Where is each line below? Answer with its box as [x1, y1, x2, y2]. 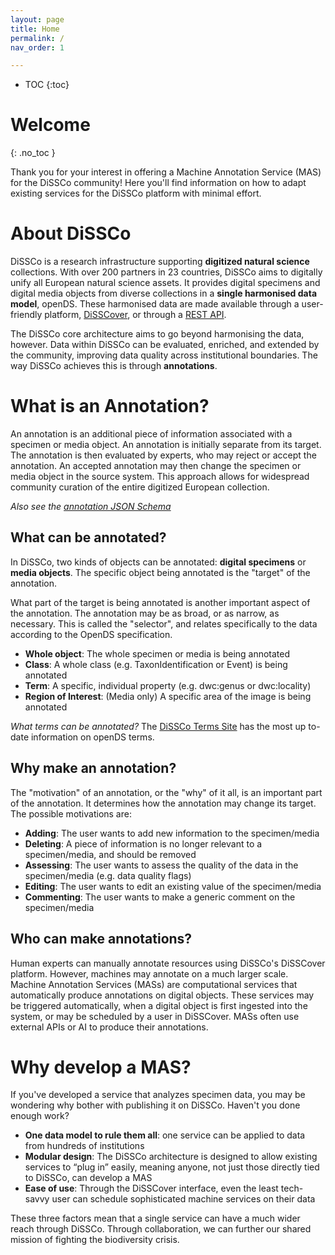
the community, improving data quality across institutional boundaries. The [10, 349, 318, 361]
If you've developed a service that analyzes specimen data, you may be [10, 1089, 306, 1101]
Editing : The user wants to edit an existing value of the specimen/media [24, 880, 322, 892]
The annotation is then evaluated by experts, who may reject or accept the [10, 449, 317, 461]
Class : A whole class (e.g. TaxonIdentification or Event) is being [24, 658, 288, 670]
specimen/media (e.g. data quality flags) [24, 869, 192, 881]
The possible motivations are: [10, 807, 132, 820]
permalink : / [10, 33, 65, 43]
